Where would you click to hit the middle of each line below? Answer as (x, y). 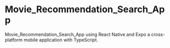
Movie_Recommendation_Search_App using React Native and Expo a (78, 34)
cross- (158, 34)
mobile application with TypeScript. (61, 40)
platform (14, 40)
